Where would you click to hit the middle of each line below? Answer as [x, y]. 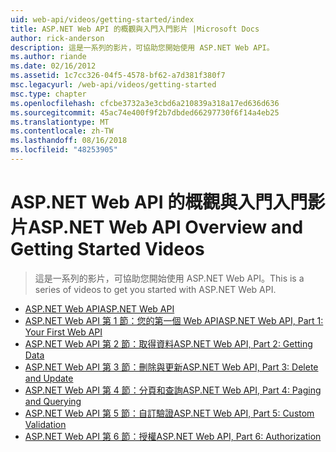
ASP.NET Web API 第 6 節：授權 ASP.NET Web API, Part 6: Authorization [173, 436]
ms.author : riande [48, 57]
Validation [45, 424]
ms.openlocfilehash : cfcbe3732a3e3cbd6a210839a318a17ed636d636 [145, 103]
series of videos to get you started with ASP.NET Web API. [155, 289]
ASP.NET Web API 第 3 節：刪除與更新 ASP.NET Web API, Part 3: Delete [171, 367]
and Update [49, 378]
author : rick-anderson [57, 38]
